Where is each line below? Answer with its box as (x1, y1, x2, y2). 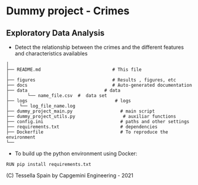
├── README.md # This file (6, 67, 142, 73)
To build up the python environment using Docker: (14, 150, 138, 157)
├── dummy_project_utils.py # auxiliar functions (6, 114, 177, 120)
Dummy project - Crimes (6, 4, 130, 18)
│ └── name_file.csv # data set (6, 93, 108, 99)
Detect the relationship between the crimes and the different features (14, 43, 184, 51)
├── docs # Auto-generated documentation (6, 82, 193, 88)
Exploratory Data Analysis (6, 28, 105, 38)
